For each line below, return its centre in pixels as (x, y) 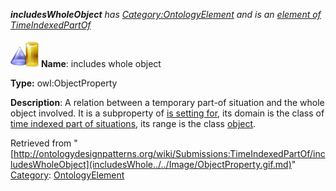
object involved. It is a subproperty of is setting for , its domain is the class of (167, 113)
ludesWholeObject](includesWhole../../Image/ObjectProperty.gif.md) (151, 164)
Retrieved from (41, 143)
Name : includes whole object (101, 63)
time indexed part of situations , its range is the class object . (133, 123)
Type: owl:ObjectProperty (64, 83)
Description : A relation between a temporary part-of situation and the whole (167, 102)
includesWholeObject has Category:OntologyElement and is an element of (166, 14)
